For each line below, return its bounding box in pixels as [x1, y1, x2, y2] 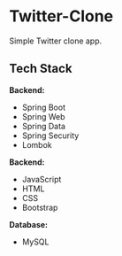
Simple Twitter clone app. [9, 35, 103, 46]
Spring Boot [21, 102, 66, 112]
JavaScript [21, 174, 62, 184]
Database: [9, 219, 49, 229]
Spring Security [21, 130, 80, 141]
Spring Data [21, 120, 66, 131]
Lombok [21, 139, 53, 150]
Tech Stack [9, 61, 72, 76]
